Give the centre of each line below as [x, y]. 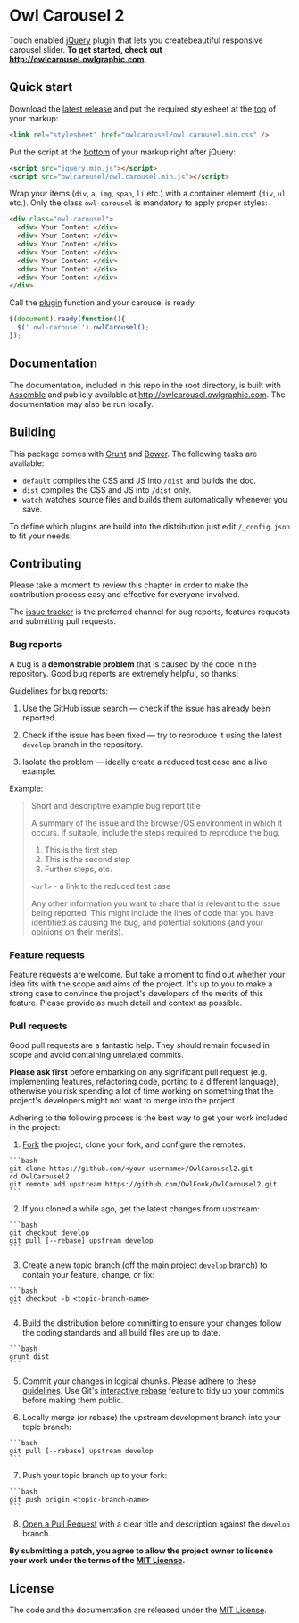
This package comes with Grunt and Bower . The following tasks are [133, 454]
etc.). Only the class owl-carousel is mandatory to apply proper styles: [138, 203]
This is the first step [81, 850]
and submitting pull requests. [62, 621]
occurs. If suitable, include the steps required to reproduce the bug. [156, 832]
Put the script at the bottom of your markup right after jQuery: [123, 152]
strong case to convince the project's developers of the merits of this [137, 993]
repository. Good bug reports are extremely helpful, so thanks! [124, 673]
